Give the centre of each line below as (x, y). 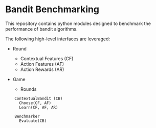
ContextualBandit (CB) (39, 98)
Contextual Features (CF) (47, 58)
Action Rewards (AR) (42, 69)
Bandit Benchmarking (52, 9)
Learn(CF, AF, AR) (38, 107)
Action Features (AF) (42, 64)
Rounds (28, 89)
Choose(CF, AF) (35, 103)
